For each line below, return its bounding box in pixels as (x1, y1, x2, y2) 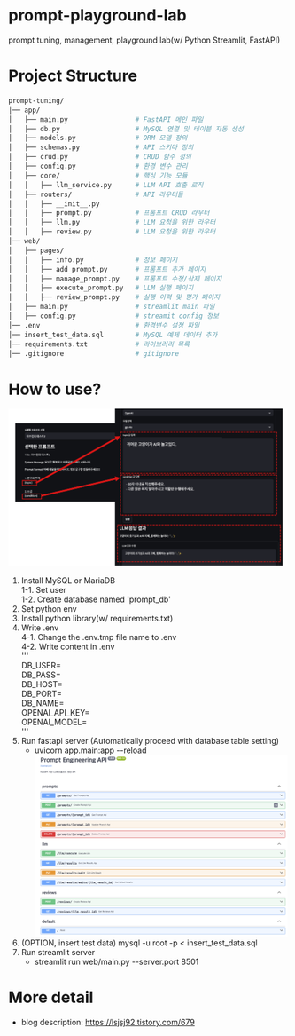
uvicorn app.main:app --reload (34, 745, 147, 755)
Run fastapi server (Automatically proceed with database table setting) (20, 736, 280, 747)
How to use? (8, 379, 102, 399)
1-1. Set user (20, 585, 67, 596)
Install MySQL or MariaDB (20, 575, 116, 586)
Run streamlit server (20, 947, 96, 957)
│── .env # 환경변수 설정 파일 (8, 320, 200, 329)
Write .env (20, 622, 59, 633)
